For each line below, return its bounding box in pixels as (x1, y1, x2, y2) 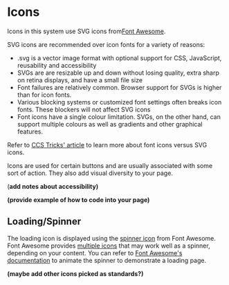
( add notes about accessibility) (7, 182, 99, 190)
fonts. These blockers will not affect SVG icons (17, 105, 151, 113)
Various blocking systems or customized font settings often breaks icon (17, 98, 222, 106)
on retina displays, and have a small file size (17, 75, 143, 84)
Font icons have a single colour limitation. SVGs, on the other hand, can (17, 112, 221, 121)
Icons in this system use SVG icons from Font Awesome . (7, 27, 166, 35)
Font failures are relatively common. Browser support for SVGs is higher (17, 83, 222, 91)
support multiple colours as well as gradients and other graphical (17, 120, 203, 128)
